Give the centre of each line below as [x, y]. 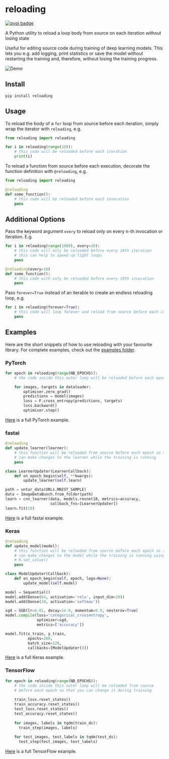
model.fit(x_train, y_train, [36, 634]
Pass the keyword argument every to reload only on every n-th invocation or [84, 231]
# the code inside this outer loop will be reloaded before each [84, 378]
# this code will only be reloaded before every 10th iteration [83, 251]
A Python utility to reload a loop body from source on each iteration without [83, 33]
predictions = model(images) [54, 396]
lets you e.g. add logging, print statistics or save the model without [74, 53]
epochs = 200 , [40, 638]
